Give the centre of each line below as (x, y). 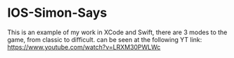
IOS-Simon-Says (57, 13)
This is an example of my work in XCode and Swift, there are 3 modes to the (117, 32)
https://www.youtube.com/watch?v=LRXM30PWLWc (84, 47)
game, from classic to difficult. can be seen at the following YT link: (105, 39)
